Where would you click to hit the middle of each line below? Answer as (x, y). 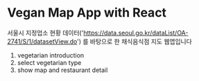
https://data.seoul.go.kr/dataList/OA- (136, 33)
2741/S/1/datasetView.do (42, 41)
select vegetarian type (49, 62)
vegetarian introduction (51, 55)
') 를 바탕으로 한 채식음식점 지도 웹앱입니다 (135, 41)
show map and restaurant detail (62, 70)
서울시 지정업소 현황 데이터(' (45, 33)
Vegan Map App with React (87, 13)
